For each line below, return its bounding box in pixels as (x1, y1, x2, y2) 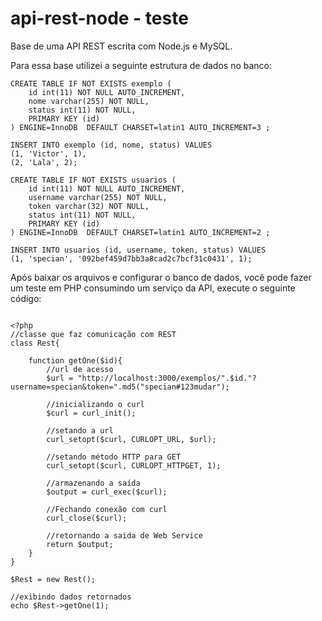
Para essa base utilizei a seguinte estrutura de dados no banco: (10, 59, 273, 71)
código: (10, 292, 42, 304)
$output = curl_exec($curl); (46, 487, 168, 497)
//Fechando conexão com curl (46, 504, 168, 514)
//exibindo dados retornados (10, 592, 132, 602)
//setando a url (46, 425, 114, 436)
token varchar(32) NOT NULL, (28, 201, 150, 211)
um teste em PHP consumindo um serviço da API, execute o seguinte (10, 282, 296, 294)
